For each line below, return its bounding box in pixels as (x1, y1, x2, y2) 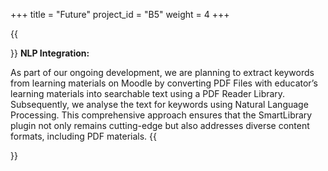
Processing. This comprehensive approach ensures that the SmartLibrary (10, 109, 313, 121)
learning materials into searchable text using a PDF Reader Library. (10, 88, 286, 99)
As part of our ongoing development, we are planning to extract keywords (10, 67, 315, 78)
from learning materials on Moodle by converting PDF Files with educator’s (10, 77, 318, 89)
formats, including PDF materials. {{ (10, 130, 157, 142)
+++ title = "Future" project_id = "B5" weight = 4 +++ (10, 9, 230, 20)
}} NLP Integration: (10, 47, 90, 59)
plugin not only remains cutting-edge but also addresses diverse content (10, 120, 310, 131)
